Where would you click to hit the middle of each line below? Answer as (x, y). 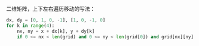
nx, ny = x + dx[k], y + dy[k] (56, 31)
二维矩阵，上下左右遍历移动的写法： (51, 9)
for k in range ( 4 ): (30, 26)
